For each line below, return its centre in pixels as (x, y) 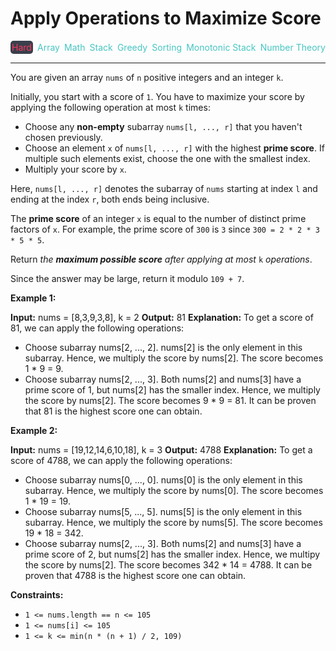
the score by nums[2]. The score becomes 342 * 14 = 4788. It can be (168, 564)
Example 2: (34, 430)
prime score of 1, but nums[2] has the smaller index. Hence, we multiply (172, 389)
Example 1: (33, 298)
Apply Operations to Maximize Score (166, 18)
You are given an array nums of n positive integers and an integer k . (147, 77)
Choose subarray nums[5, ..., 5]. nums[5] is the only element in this (163, 511)
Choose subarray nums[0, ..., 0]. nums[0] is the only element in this (163, 479)
